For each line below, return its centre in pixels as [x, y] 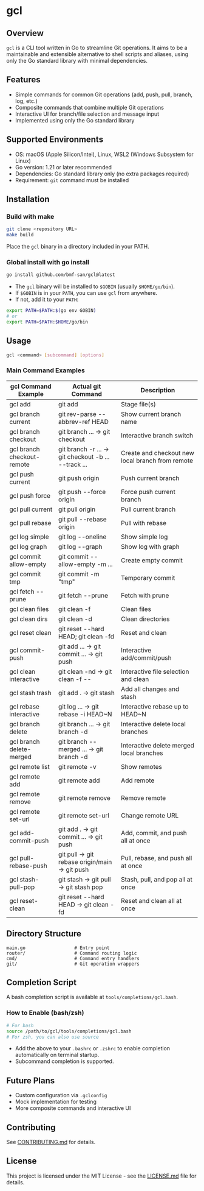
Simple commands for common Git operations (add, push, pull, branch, [104, 94]
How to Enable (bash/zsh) [45, 1013]
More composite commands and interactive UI [73, 1108]
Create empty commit [152, 560]
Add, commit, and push [154, 833]
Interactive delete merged [158, 745]
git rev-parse [78, 414]
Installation [28, 200]
